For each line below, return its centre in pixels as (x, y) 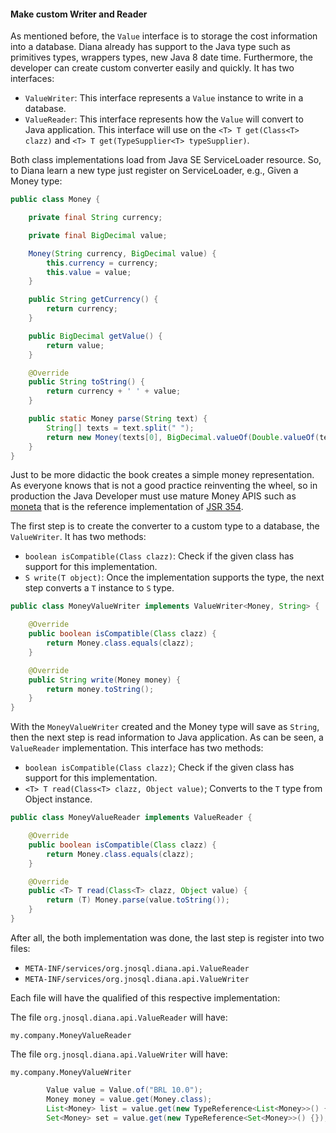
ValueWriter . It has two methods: (78, 537)
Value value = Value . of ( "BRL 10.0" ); (124, 1090)
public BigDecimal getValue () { (95, 336)
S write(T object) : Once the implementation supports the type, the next (174, 577)
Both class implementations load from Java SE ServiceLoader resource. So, (166, 160)
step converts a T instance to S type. (99, 588)
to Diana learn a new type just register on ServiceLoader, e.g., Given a (154, 171)
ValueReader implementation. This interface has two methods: (137, 748)
